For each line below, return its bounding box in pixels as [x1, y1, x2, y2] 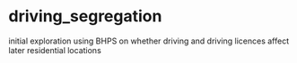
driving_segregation [8, 6, 162, 27]
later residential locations [8, 44, 102, 55]
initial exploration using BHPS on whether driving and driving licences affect [8, 35, 289, 46]
